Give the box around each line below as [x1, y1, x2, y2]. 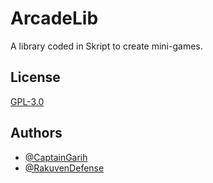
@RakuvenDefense [24, 162, 105, 174]
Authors [10, 125, 63, 142]
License [10, 69, 61, 86]
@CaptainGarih [24, 151, 88, 163]
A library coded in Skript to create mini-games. [10, 40, 203, 52]
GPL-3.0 [10, 95, 45, 107]
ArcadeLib [10, 7, 99, 30]
